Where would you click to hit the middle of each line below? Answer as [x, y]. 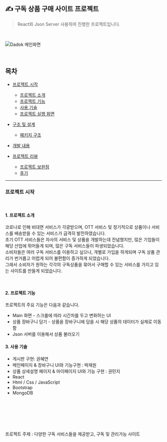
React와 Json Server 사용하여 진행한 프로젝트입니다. [69, 24]
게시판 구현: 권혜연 [30, 359]
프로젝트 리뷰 [25, 156]
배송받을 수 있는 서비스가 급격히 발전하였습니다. [60, 233]
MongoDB [23, 393]
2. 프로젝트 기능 [20, 293]
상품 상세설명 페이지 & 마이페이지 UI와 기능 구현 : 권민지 [66, 371]
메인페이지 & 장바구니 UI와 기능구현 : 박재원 [54, 365]
